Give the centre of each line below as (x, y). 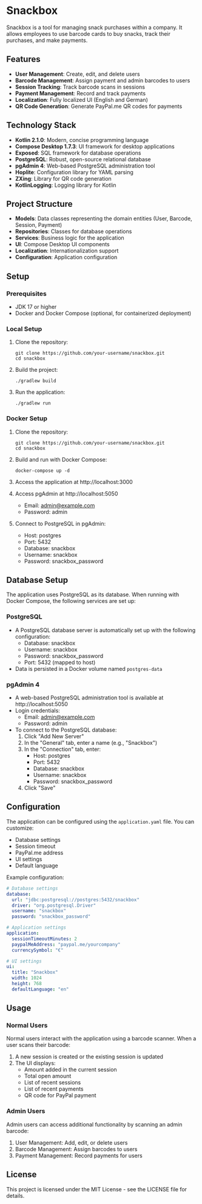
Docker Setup (27, 419)
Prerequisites (26, 294)
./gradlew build (35, 381)
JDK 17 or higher (36, 307)
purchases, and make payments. (47, 40)
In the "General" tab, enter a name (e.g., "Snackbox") (91, 743)
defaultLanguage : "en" (40, 989)
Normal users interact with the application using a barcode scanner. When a (101, 1038)
